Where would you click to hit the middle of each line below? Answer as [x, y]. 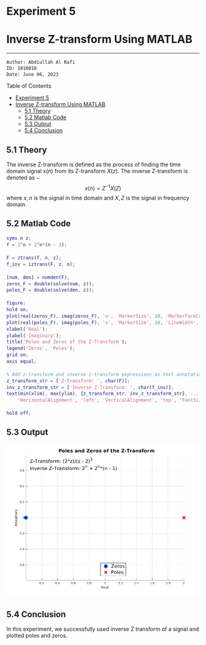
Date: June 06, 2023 [33, 75]
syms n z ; [19, 238]
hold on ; [17, 310]
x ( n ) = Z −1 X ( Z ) [103, 187]
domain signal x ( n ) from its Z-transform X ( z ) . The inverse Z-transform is [97, 171]
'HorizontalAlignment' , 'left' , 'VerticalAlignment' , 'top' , [97, 400]
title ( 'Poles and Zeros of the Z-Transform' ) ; [67, 342]
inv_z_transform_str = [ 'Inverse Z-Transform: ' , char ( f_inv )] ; [90, 387]
